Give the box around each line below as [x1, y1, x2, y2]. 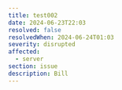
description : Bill [8, 70, 68, 77]
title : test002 [8, 11, 58, 20]
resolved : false [8, 26, 61, 34]
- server [15, 56, 44, 63]
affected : [8, 48, 41, 56]
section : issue [8, 63, 58, 70]
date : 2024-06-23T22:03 [8, 19, 87, 27]
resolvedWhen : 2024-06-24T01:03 [8, 33, 114, 41]
